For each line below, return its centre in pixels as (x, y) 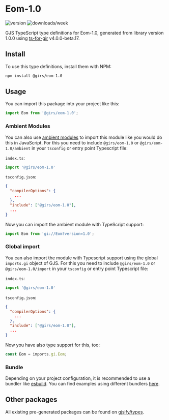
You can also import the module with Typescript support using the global (81, 258)
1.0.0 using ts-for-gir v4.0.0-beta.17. (43, 38)
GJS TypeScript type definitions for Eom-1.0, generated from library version (84, 33)
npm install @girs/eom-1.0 (34, 76)
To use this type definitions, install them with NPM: (59, 66)
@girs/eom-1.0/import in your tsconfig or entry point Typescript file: (77, 268)
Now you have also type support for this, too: (53, 345)
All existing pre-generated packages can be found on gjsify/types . (75, 412)
